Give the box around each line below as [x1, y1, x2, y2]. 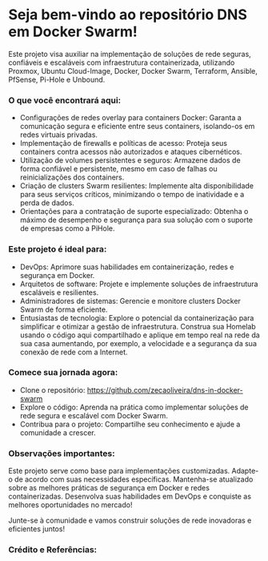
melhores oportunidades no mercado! [8, 500, 133, 510]
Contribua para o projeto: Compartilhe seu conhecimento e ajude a [19, 419, 241, 429]
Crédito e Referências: [8, 544, 98, 555]
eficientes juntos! [8, 524, 66, 534]
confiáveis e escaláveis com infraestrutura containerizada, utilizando [8, 58, 235, 67]
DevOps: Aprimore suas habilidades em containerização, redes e [19, 262, 234, 272]
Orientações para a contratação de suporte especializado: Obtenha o [19, 207, 249, 216]
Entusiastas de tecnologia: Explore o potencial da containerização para [19, 313, 254, 322]
